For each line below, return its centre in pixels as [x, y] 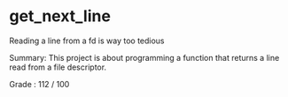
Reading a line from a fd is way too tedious [87, 41]
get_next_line [60, 16]
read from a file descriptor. [58, 67]
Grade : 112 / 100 [39, 84]
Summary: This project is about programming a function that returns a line [144, 57]
